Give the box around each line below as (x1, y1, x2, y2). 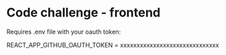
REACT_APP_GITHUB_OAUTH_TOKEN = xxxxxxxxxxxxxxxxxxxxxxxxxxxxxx (6, 41, 220, 49)
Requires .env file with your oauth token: (6, 27, 121, 36)
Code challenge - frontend (6, 5, 161, 21)
